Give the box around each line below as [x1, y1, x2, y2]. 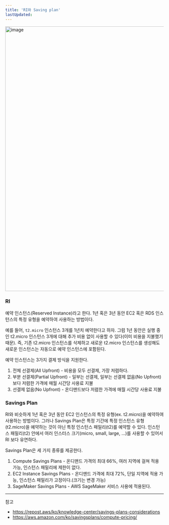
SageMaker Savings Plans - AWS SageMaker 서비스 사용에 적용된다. [12, 483, 152, 490]
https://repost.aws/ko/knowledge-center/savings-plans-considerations [12, 509, 160, 515]
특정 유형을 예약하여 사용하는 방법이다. [18, 316, 94, 322]
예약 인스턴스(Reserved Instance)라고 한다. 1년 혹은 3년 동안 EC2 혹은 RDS [5, 310, 154, 316]
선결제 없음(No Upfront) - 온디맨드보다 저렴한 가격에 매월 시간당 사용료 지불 [12, 386, 162, 392]
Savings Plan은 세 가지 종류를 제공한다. [5, 447, 83, 453]
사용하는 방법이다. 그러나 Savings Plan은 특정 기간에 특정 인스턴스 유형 [5, 417, 145, 424]
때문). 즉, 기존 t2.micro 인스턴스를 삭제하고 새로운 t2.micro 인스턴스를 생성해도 [5, 339, 160, 346]
